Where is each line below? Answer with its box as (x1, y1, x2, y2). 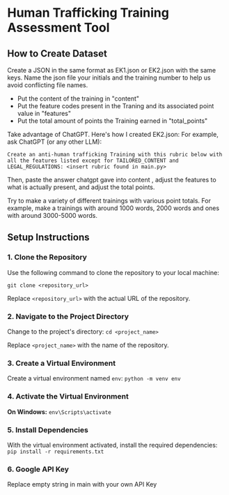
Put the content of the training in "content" (17, 94, 140, 103)
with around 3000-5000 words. (7, 212, 97, 219)
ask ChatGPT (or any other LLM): (7, 138, 102, 146)
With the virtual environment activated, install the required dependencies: (7, 441, 218, 449)
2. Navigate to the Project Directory (7, 311, 129, 321)
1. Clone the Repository (7, 253, 87, 263)
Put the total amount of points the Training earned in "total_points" (17, 117, 208, 125)
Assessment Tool (7, 20, 110, 36)
